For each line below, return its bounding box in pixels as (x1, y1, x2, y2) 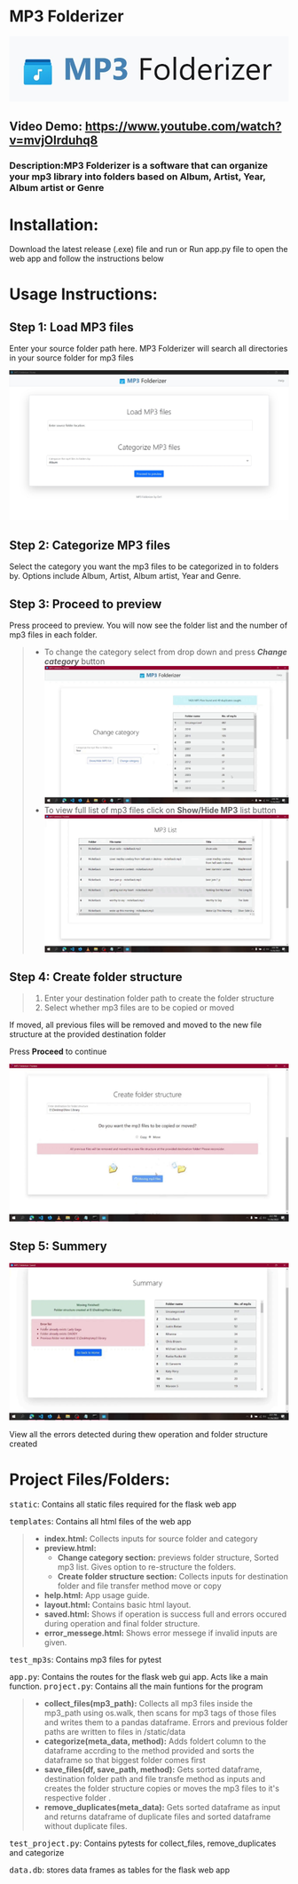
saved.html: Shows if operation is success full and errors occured (43, 1609, 287, 1619)
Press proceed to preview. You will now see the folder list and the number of (9, 620, 288, 631)
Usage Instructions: (9, 284, 158, 305)
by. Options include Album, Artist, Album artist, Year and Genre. (9, 571, 241, 582)
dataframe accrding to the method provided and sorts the (43, 1745, 255, 1756)
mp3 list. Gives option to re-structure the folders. (57, 1562, 237, 1572)
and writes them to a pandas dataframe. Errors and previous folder (43, 1717, 288, 1728)
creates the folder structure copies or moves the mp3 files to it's (43, 1783, 279, 1794)
